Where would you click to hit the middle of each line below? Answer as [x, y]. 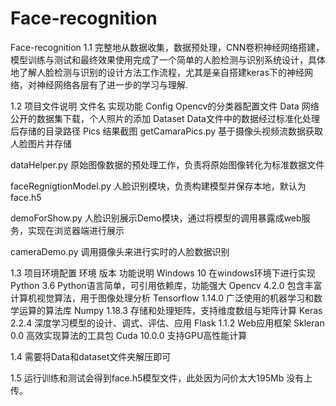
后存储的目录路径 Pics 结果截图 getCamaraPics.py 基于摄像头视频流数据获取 [167, 131]
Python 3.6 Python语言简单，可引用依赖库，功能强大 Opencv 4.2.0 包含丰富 [166, 285]
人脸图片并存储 [41, 143]
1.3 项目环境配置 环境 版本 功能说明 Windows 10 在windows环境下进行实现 [163, 273]
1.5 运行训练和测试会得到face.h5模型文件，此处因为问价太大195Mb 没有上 [161, 378]
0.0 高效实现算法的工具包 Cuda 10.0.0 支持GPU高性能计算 [129, 335]
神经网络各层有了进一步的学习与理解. [112, 84]
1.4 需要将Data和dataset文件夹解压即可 [91, 356]
